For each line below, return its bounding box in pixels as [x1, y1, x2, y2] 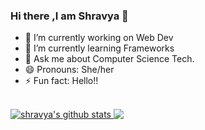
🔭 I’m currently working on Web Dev [24, 32, 174, 44]
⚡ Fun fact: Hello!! [24, 75, 99, 87]
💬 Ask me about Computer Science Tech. [24, 53, 195, 65]
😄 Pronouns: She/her [24, 64, 115, 76]
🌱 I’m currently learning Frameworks [24, 42, 175, 54]
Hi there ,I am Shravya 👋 [10, 9, 129, 23]
